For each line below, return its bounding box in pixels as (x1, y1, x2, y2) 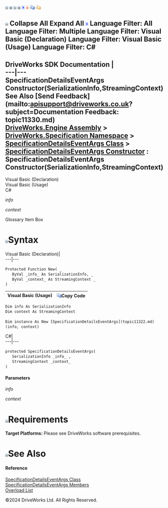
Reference (5, 465, 28, 471)
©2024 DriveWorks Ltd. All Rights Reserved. (5, 497, 97, 503)
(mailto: (5, 100, 30, 108)
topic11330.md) (5, 115, 55, 124)
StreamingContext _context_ (12, 359, 71, 364)
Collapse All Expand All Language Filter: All (9, 19, 153, 28)
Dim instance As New (5, 319, 49, 324)
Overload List (5, 487, 33, 493)
